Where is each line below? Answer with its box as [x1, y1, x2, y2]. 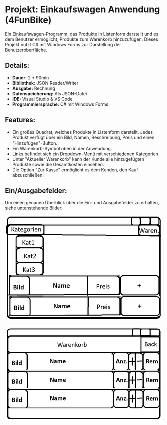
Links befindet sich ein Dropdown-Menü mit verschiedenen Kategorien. [12, 151, 160, 157]
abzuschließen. [12, 172, 44, 178]
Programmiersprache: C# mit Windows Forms [12, 101, 109, 107]
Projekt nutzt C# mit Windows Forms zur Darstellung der [5, 41, 121, 47]
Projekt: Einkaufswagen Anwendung [5, 4, 160, 15]
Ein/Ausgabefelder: [5, 186, 67, 195]
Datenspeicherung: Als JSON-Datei [12, 90, 87, 96]
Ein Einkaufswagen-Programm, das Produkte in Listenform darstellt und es [5, 31, 159, 37]
